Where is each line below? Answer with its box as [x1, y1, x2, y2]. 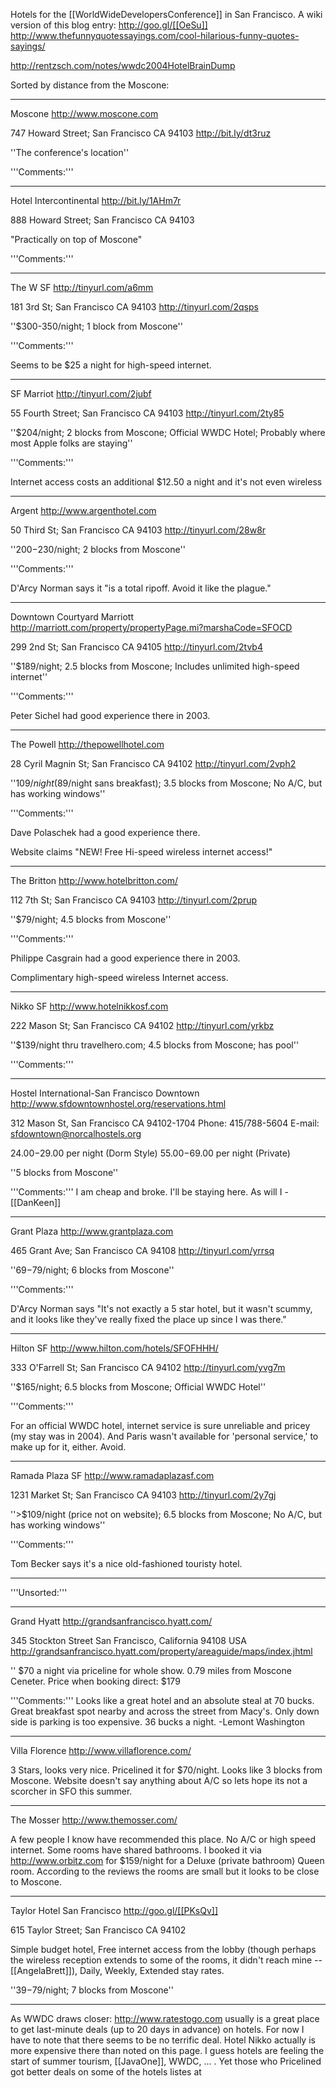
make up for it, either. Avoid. [10, 1441, 127, 1453]
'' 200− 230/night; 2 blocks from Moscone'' [10, 544, 186, 555]
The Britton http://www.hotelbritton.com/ [10, 875, 178, 886]
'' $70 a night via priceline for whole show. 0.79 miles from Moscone [10, 1665, 292, 1676]
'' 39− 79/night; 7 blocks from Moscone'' [10, 1984, 174, 1996]
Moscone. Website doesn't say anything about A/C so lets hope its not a [10, 1775, 308, 1786]
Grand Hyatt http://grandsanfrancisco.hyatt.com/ [10, 1615, 213, 1627]
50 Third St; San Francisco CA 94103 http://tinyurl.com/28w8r [10, 524, 267, 536]
